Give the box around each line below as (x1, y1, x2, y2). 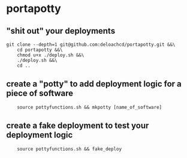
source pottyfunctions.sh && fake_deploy (17, 146, 122, 152)
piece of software (6, 88, 74, 99)
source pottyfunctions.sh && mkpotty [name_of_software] (17, 104, 162, 110)
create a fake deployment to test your (6, 121, 149, 131)
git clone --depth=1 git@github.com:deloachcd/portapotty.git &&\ (6, 41, 176, 47)
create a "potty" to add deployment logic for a (6, 79, 182, 89)
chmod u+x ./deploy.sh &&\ (17, 52, 85, 58)
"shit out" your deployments (6, 26, 116, 36)
